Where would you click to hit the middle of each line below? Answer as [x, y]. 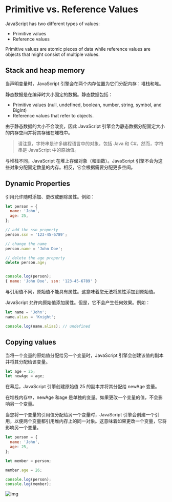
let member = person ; [28, 461]
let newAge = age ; [25, 376]
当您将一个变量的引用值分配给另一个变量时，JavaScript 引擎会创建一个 [80, 415]
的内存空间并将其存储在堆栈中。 [39, 132]
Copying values [31, 342]
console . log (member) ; [28, 484]
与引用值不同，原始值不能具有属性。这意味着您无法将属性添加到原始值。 [81, 292]
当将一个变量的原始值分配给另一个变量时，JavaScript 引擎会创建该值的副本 [84, 355]
